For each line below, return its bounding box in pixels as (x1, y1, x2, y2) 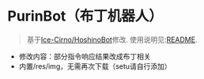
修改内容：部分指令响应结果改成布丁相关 (18, 51, 151, 61)
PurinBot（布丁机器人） (7, 7, 164, 25)
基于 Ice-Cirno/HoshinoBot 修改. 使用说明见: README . (26, 35, 198, 44)
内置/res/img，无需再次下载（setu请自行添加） (18, 61, 172, 71)
